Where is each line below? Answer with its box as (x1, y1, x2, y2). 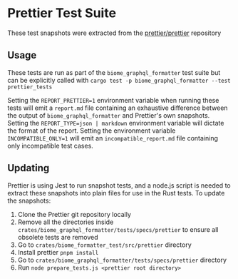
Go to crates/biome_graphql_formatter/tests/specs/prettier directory (17, 255, 227, 264)
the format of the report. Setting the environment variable (7, 126, 176, 135)
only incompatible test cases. (7, 141, 94, 150)
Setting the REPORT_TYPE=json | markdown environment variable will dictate (7, 118, 224, 127)
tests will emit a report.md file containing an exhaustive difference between (7, 103, 228, 112)
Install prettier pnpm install (17, 248, 99, 256)
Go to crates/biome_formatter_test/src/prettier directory (17, 240, 192, 249)
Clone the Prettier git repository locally (17, 210, 132, 218)
